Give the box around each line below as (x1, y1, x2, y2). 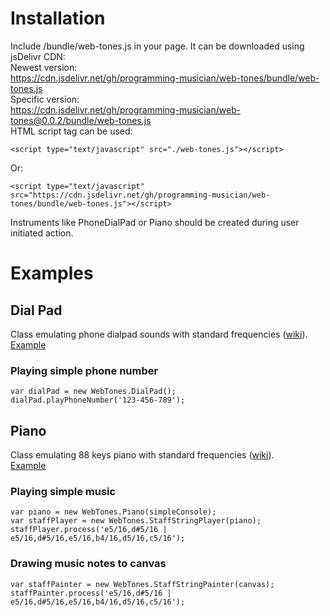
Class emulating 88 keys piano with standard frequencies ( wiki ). (10, 449, 275, 461)
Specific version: (10, 93, 80, 105)
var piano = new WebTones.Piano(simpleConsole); (10, 507, 217, 517)
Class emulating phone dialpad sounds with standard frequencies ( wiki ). (10, 328, 308, 340)
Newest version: (10, 61, 78, 73)
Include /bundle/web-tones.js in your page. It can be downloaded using (10, 40, 305, 52)
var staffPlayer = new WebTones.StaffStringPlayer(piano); (10, 516, 262, 526)
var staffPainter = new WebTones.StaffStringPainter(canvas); (10, 579, 275, 589)
